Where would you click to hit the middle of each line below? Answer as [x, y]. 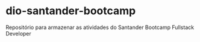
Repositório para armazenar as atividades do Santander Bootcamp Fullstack [100, 27]
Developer [18, 33]
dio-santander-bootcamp [71, 11]
